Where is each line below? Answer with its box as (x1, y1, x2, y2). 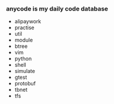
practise (14, 24, 35, 31)
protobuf (14, 80, 36, 87)
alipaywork (14, 18, 42, 25)
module (14, 37, 33, 44)
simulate (14, 68, 35, 75)
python (14, 55, 32, 63)
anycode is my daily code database (6, 5, 108, 13)
